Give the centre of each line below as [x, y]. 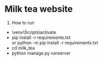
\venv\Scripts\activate [34, 32]
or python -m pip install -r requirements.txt [55, 42]
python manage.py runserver [41, 53]
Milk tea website [39, 9]
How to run [23, 23]
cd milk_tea [23, 48]
